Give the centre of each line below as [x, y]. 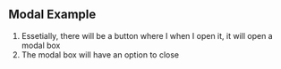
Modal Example [52, 15]
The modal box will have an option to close [100, 54]
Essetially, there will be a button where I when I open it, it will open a [147, 35]
